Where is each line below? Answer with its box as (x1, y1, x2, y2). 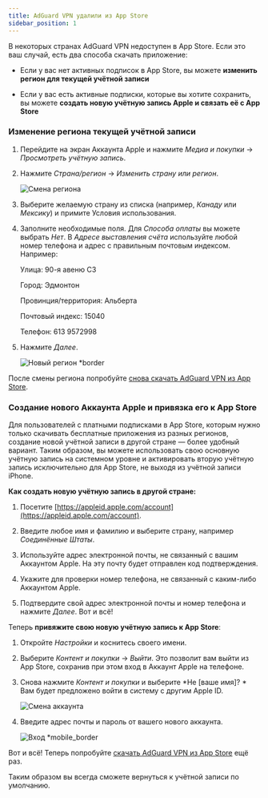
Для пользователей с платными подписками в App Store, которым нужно (8, 420, 261, 429)
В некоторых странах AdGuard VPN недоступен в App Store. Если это (8, 41, 246, 50)
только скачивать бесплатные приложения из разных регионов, (8, 429, 229, 438)
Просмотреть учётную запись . (19, 153, 126, 163)
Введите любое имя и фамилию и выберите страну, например (19, 526, 234, 536)
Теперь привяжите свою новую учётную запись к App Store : (8, 623, 222, 632)
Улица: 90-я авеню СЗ (19, 264, 97, 274)
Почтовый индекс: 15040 (19, 311, 106, 320)
